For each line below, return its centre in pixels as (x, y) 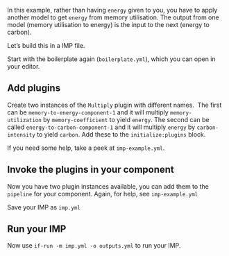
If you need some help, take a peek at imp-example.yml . (86, 148)
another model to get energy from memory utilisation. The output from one (113, 17)
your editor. (24, 66)
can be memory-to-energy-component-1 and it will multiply (88, 112)
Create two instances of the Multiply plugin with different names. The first (114, 105)
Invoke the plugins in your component (91, 170)
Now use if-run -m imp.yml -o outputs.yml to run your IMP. (94, 246)
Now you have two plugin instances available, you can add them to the (108, 186)
